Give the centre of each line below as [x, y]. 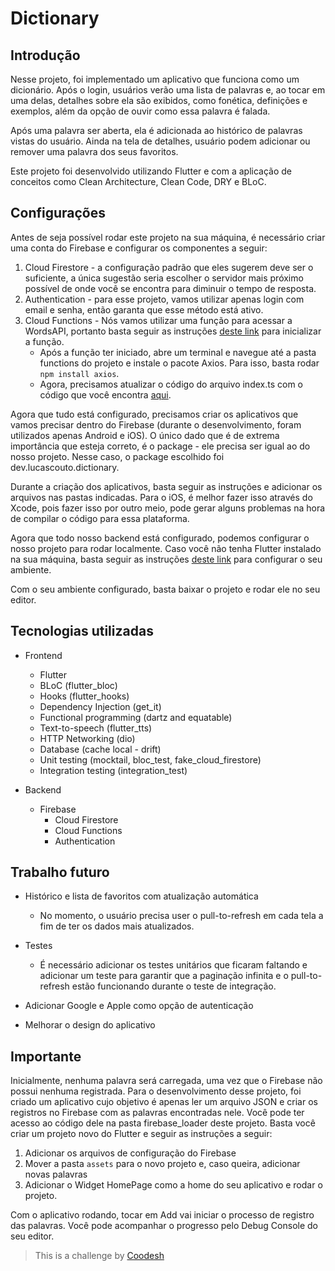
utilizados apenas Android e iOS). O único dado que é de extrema [145, 435]
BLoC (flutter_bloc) [78, 685]
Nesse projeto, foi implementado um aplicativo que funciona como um [155, 79]
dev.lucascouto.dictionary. [65, 467]
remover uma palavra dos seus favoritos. [94, 151]
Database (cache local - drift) [100, 749]
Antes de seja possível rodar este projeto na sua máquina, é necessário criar [168, 237]
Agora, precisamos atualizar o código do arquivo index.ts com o [171, 384]
